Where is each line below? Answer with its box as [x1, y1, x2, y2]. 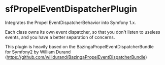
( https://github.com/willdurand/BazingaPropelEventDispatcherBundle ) [5, 54, 147, 60]
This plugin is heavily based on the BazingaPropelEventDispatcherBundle [5, 43, 154, 49]
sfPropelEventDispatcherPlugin [5, 3, 137, 15]
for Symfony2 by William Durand [5, 49, 71, 55]
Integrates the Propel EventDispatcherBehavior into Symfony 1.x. [5, 20, 136, 25]
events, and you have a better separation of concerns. [5, 34, 115, 40]
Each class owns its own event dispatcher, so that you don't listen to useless [5, 29, 161, 35]
